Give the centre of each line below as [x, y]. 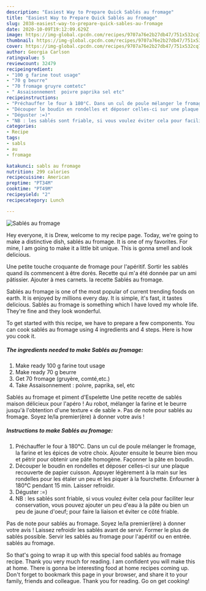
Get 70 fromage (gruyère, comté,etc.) [63, 378]
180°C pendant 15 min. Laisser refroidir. [65, 485]
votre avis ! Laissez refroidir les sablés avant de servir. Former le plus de [97, 530]
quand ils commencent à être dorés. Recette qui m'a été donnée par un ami [102, 273]
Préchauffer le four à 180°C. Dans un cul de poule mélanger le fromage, [105, 446]
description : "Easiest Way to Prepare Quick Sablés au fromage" [90, 12]
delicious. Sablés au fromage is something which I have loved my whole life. [102, 304]
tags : [13, 138]
